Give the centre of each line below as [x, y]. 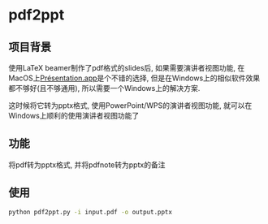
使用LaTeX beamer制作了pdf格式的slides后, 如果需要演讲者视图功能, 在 [127, 68]
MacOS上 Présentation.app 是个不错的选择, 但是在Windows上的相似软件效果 [134, 78]
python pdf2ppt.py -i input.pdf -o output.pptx [91, 212]
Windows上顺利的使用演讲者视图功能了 [74, 116]
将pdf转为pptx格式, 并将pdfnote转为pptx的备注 [87, 165]
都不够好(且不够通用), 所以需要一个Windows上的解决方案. [104, 88]
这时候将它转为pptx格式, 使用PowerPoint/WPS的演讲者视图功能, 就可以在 [130, 106]
